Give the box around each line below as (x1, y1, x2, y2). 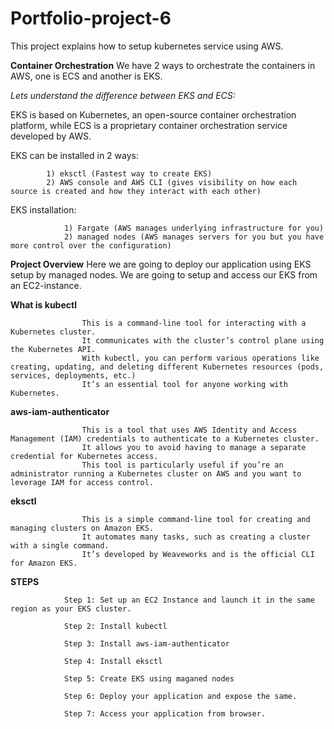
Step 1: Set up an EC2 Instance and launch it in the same (63, 595, 315, 605)
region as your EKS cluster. (10, 603, 132, 614)
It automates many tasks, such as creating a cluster (81, 532, 311, 542)
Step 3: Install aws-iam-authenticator (63, 638, 230, 649)
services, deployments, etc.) (10, 370, 137, 381)
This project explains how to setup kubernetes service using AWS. (10, 40, 284, 52)
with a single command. (10, 540, 110, 551)
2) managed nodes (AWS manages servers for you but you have (63, 232, 325, 242)
